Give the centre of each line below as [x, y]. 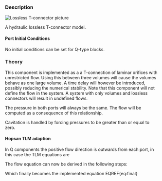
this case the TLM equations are [37, 154]
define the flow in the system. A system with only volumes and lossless [76, 93]
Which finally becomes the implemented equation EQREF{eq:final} [71, 173]
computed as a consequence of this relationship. [54, 113]
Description [19, 7]
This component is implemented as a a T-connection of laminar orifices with [81, 72]
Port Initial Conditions [27, 38]
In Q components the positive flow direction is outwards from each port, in [80, 149]
